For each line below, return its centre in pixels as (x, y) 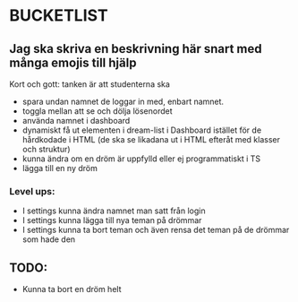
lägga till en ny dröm (60, 168)
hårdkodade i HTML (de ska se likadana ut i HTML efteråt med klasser (151, 139)
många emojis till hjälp (73, 62)
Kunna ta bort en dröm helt (72, 289)
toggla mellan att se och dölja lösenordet (97, 111)
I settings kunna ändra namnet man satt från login (114, 211)
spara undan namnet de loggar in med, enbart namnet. (123, 101)
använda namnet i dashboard (76, 121)
